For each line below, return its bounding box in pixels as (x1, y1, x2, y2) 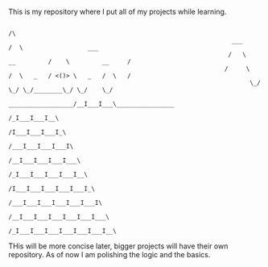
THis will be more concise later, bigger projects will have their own (8, 241, 229, 251)
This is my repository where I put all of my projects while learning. (8, 7, 227, 16)
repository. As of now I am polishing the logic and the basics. (8, 250, 211, 259)
